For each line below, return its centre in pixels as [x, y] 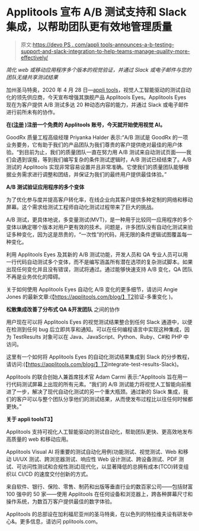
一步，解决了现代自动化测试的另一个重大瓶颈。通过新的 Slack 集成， [100, 392]
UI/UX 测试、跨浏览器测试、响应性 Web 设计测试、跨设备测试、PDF [95, 459]
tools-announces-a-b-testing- [137, 44]
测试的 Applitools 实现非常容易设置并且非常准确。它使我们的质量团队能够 [95, 167]
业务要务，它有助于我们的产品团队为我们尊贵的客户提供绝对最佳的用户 [92, 144]
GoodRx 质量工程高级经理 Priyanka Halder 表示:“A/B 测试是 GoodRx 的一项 [97, 137]
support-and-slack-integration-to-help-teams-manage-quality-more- [105, 51]
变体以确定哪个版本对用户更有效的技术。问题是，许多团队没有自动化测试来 [97, 227]
